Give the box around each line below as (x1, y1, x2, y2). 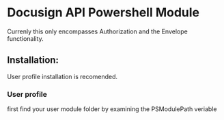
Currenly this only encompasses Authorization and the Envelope (7, 27, 188, 35)
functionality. (7, 34, 44, 42)
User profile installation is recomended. (7, 72, 118, 80)
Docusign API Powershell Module (7, 5, 200, 20)
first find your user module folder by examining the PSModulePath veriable (7, 105, 217, 113)
